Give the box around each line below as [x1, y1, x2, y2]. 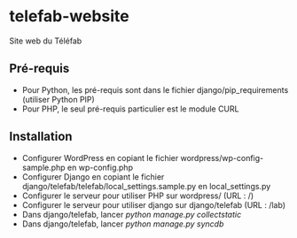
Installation [9, 129, 73, 144]
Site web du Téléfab [9, 35, 82, 46]
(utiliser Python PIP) [21, 94, 95, 104]
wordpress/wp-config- [180, 152, 264, 163]
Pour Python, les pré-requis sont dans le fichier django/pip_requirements [21, 84, 289, 95]
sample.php [21, 162, 66, 173]
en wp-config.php [66, 162, 133, 173]
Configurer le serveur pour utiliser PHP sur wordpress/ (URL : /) [21, 190, 254, 201]
